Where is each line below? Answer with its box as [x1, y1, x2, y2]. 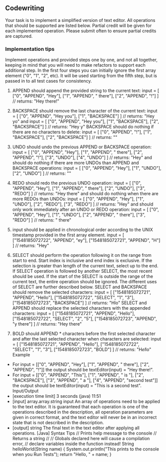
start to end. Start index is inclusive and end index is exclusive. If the [12, 257, 153, 263]
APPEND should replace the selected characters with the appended [12, 305, 151, 311]
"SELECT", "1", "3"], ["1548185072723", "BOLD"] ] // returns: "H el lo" [12, 346, 152, 352]
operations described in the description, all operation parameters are [12, 409, 153, 415]
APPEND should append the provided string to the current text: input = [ [12, 88, 160, 94]
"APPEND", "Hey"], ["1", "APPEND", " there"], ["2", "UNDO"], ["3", [12, 185, 146, 191]
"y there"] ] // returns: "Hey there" [12, 321, 82, 327]
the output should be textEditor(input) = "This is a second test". [12, 383, 142, 389]
